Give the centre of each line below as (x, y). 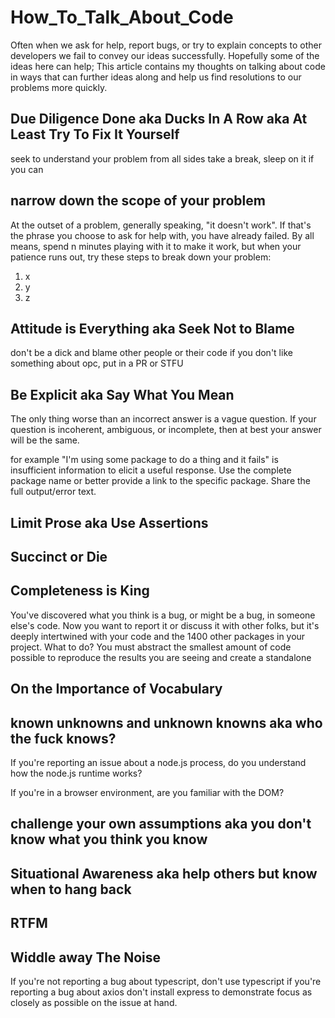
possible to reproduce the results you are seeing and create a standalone (161, 657)
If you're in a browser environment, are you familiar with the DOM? (147, 792)
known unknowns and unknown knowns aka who (166, 722)
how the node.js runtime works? (76, 773)
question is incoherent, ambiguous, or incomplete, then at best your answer (166, 430)
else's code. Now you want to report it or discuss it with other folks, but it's (165, 625)
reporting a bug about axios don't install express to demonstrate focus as (161, 992)
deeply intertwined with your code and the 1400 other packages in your (158, 636)
